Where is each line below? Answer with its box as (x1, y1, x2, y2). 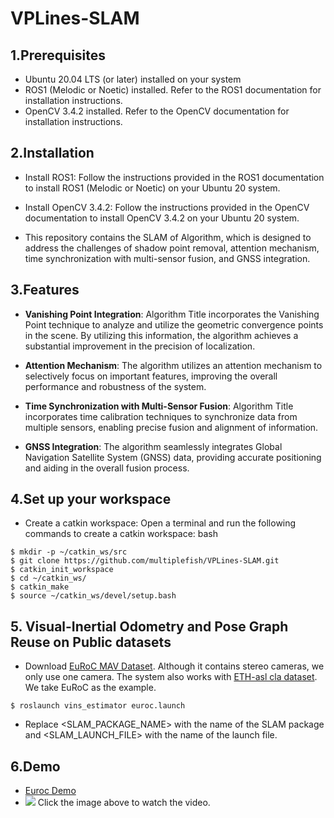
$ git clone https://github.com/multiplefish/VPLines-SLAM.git (10, 556, 280, 566)
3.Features (10, 282, 80, 299)
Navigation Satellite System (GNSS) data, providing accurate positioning (24, 451, 322, 463)
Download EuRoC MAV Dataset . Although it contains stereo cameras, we (24, 660, 325, 672)
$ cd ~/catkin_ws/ (10, 573, 87, 584)
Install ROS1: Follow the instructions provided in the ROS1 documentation (24, 171, 325, 183)
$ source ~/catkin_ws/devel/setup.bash (10, 591, 177, 601)
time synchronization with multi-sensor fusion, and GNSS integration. (24, 252, 311, 264)
